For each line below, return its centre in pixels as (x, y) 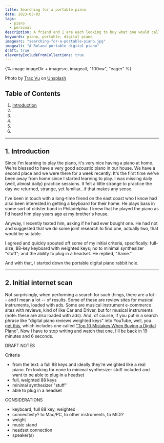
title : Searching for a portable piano (46, 10)
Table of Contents (33, 93)
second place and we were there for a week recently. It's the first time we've (82, 173)
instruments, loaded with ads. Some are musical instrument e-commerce (78, 305)
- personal (20, 28)
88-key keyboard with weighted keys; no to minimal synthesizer (80, 248)
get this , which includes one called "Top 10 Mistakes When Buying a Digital (81, 325)
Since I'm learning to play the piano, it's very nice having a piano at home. (79, 163)
